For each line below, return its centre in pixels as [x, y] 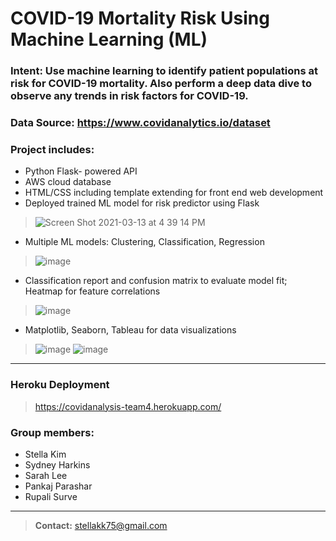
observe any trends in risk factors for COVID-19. [129, 96]
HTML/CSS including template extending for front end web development [174, 193]
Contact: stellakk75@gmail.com [101, 525]
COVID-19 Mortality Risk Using [140, 18]
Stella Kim [45, 454]
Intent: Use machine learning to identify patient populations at [164, 71]
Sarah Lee [46, 475]
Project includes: [52, 149]
